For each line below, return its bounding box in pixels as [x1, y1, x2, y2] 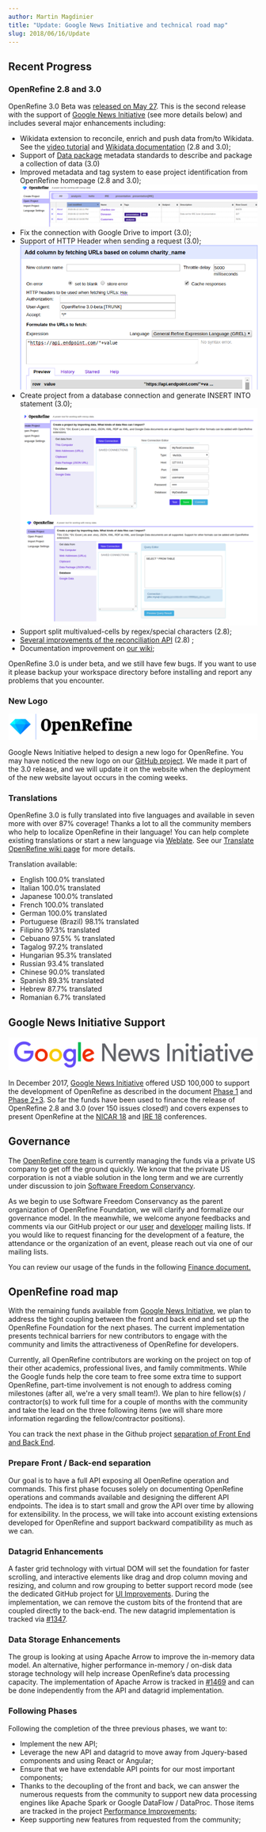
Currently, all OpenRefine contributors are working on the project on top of [8, 1355, 252, 1365]
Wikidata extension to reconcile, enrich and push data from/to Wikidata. [19, 134, 254, 143]
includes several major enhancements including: [8, 119, 166, 128]
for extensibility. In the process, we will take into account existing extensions [8, 1509, 258, 1518]
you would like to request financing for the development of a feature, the [8, 1230, 245, 1240]
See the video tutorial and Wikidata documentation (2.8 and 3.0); [19, 143, 231, 152]
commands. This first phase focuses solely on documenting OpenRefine [8, 1484, 244, 1493]
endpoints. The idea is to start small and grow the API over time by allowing [8, 1501, 254, 1510]
